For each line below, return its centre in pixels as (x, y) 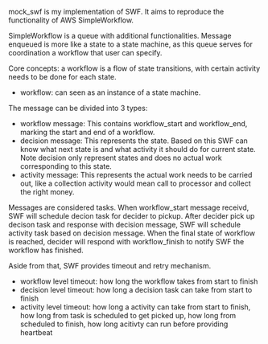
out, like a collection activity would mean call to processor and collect (135, 183)
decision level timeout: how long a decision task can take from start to (136, 290)
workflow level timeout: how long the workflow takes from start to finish (139, 281)
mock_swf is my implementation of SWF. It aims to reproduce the (116, 12)
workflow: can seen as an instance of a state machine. (110, 92)
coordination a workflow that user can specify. (85, 53)
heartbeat (36, 332)
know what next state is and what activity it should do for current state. (138, 149)
